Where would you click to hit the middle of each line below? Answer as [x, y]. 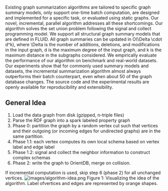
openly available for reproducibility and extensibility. [59, 87]
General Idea [26, 103]
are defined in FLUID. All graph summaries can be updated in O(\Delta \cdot [84, 39]
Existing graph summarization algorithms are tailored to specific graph [78, 7]
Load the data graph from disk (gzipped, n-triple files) [68, 115]
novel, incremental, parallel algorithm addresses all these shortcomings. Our [84, 23]
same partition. [28, 136]
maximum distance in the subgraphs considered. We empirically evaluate [81, 55]
